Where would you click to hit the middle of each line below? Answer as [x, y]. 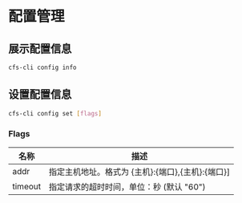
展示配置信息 [40, 49]
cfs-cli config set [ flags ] [55, 113]
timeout [27, 186]
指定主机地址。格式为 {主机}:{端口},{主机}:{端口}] [139, 172]
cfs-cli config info [43, 67]
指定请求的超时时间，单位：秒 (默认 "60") [127, 187]
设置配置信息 [40, 94]
